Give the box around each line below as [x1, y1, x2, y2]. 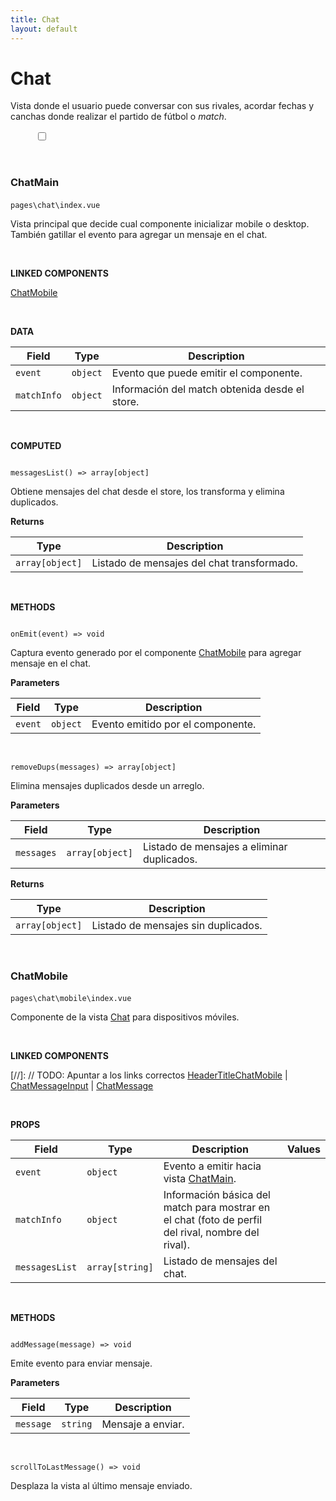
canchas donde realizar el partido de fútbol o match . [10, 111, 227, 123]
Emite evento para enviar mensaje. [10, 1357, 153, 1370]
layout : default [10, 24, 78, 34]
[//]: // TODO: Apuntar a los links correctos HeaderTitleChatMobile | [10, 1069, 288, 1081]
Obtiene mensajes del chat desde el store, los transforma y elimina [10, 485, 285, 497]
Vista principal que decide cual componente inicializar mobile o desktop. [10, 217, 310, 230]
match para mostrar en [163, 1201, 271, 1215]
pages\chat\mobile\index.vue [10, 994, 132, 1004]
